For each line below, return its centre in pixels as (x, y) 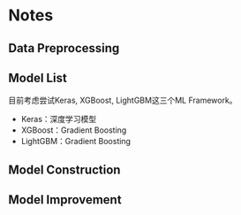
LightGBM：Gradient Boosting (76, 142)
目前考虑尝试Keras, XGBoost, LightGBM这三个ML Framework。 (123, 100)
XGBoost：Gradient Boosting (74, 130)
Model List (38, 77)
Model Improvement (65, 200)
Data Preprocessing (64, 48)
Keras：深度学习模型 (59, 119)
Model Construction (64, 169)
